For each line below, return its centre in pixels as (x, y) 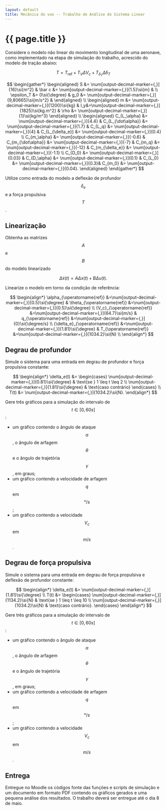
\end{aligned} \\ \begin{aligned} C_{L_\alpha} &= (98, 116)
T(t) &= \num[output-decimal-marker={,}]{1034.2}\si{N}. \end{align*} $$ (83, 392)
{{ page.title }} (36, 39)
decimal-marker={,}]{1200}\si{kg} (41, 105)
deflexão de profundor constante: (40, 580)
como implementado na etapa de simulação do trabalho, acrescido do (77, 58)
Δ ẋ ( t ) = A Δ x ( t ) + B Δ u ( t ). (83, 278)
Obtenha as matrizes (27, 238)
